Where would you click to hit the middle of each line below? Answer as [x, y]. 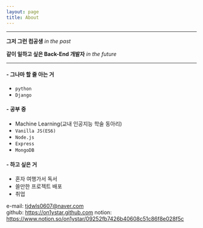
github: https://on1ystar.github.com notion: [59, 212]
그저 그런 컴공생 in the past [39, 41]
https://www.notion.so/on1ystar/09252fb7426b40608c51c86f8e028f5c [95, 219]
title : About [23, 17]
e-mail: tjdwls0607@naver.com [45, 206]
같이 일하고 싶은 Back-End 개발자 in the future [61, 54]
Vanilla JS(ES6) [35, 131]
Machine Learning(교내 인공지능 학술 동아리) [69, 124]
